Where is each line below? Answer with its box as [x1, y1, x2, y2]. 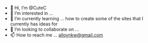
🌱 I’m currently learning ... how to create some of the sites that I [10, 16, 143, 21]
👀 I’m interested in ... [10, 10, 53, 16]
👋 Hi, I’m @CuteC [10, 5, 47, 11]
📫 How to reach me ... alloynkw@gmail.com [10, 32, 103, 38]
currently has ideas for [10, 21, 58, 27]
